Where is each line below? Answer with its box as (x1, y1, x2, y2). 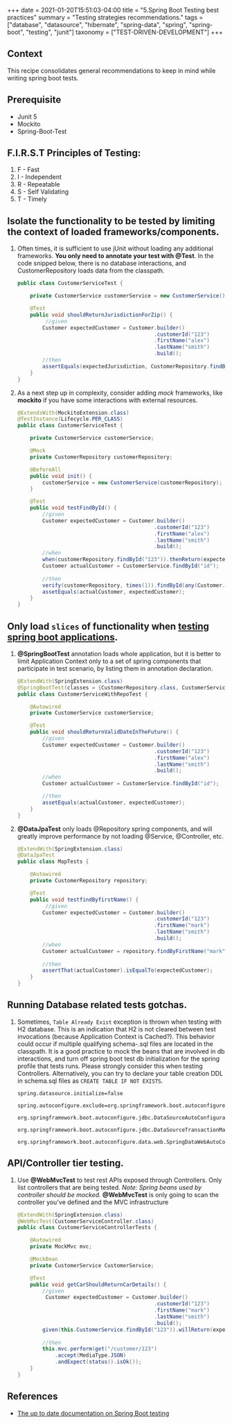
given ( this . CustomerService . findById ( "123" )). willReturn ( (42, 1326, 213, 1333)
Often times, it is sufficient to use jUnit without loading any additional (17, 244, 213, 252)
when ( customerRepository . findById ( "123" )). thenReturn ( (42, 556, 204, 563)
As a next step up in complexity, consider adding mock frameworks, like (17, 388, 223, 397)
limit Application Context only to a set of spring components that (17, 657, 202, 665)
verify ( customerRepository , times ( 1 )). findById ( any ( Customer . (42, 582, 226, 589)
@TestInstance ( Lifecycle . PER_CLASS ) (17, 415, 123, 422)
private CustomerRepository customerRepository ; (30, 454, 173, 461)
